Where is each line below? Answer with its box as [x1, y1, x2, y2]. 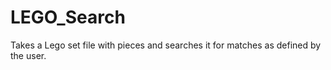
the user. [10, 49, 47, 61]
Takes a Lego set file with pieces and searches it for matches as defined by [10, 39, 322, 51]
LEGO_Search [10, 6, 126, 29]
